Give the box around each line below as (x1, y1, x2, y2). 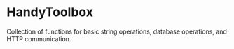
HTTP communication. (6, 34, 71, 43)
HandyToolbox (6, 4, 94, 20)
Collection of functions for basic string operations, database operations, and (6, 27, 227, 36)
